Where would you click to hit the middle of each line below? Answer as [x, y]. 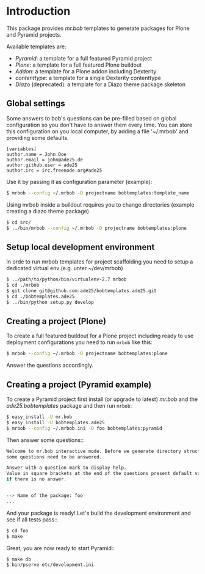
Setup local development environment [81, 247]
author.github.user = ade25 [42, 165]
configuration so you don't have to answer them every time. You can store [99, 125]
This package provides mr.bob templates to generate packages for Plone [98, 28]
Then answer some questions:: [45, 440]
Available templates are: [36, 46]
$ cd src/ [19, 222]
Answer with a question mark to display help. [67, 468]
